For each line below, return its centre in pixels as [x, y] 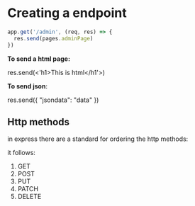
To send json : [28, 86]
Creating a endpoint [67, 13]
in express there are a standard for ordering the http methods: [98, 139]
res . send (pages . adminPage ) [54, 38]
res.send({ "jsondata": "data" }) [53, 100]
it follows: [21, 153]
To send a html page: [39, 59]
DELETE [29, 197]
